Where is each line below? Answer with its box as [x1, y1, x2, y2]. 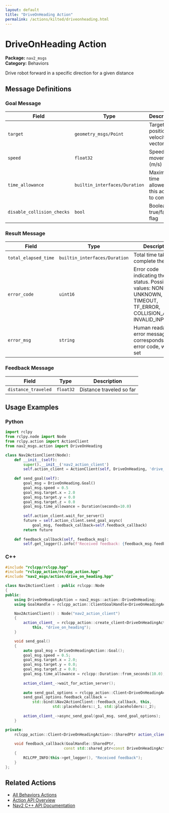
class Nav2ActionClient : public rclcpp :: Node [5, 583, 105, 588]
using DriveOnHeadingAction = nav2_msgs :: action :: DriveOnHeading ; [14, 597, 156, 602]
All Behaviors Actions [12, 792, 57, 798]
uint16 [59, 292, 75, 297]
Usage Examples [5, 403, 59, 411]
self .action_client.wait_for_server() [23, 513, 105, 518]
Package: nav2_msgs [5, 55, 47, 61]
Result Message [5, 230, 46, 237]
